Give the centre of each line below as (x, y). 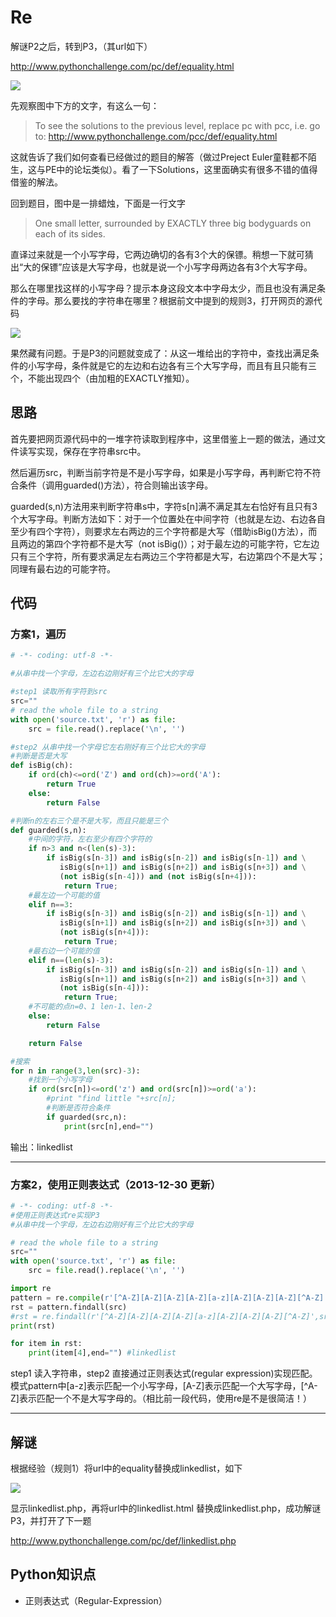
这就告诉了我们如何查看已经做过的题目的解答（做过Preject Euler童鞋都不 (159, 157)
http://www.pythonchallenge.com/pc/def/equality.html (122, 66)
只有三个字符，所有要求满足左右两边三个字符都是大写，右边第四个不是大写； (168, 556)
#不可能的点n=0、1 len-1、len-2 (90, 1007)
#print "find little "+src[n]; (111, 1099)
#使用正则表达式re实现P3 (55, 1215)
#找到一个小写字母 (60, 1080)
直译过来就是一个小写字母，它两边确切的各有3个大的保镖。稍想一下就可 (157, 254)
